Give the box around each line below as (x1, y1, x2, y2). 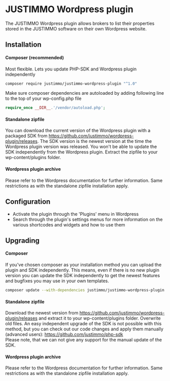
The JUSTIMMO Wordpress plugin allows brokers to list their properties (5, 20, 155, 26)
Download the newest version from (5, 310, 79, 316)
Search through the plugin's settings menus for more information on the (12, 216, 163, 222)
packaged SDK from (5, 133, 48, 139)
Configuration (5, 198, 51, 206)
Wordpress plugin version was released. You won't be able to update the (5, 143, 157, 150)
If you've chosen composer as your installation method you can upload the (5, 262, 162, 268)
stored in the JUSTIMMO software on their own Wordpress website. (5, 25, 147, 31)
